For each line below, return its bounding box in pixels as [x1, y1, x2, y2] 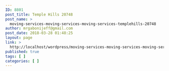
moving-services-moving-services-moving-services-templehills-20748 [10, 21, 156, 26]
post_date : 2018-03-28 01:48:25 [5, 30, 73, 35]
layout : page [5, 35, 33, 40]
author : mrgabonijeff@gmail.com [5, 26, 73, 31]
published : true [5, 49, 39, 54]
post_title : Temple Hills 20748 [5, 12, 73, 17]
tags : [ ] [5, 53, 26, 59]
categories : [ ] [5, 58, 39, 63]
